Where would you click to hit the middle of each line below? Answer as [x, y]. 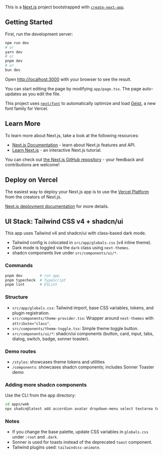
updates [13, 94]
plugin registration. [31, 313]
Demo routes [21, 351]
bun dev [13, 70]
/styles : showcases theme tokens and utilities [58, 362]
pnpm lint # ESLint [31, 285]
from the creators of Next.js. [33, 197]
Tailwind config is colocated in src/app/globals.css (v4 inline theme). [82, 243]
